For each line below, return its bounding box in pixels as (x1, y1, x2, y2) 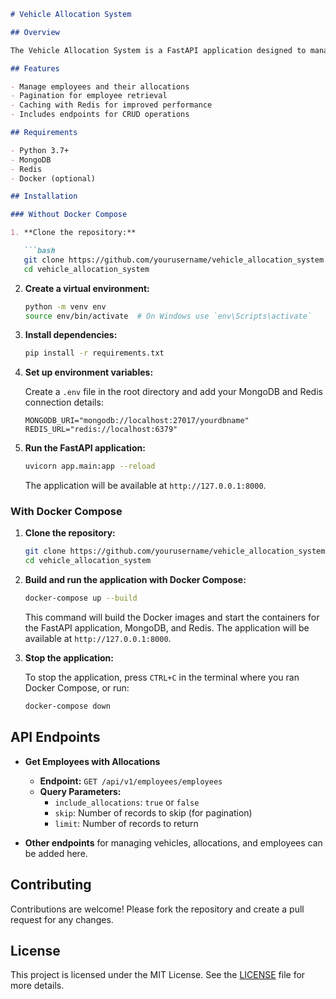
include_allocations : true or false (54, 796, 200, 808)
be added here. (24, 847, 88, 859)
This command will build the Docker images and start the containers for (24, 611, 320, 624)
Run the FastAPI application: (24, 442, 146, 454)
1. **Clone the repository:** (10, 228, 137, 238)
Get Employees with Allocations (24, 755, 161, 767)
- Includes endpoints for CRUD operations (10, 110, 190, 120)
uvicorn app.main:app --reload (24, 461, 156, 472)
